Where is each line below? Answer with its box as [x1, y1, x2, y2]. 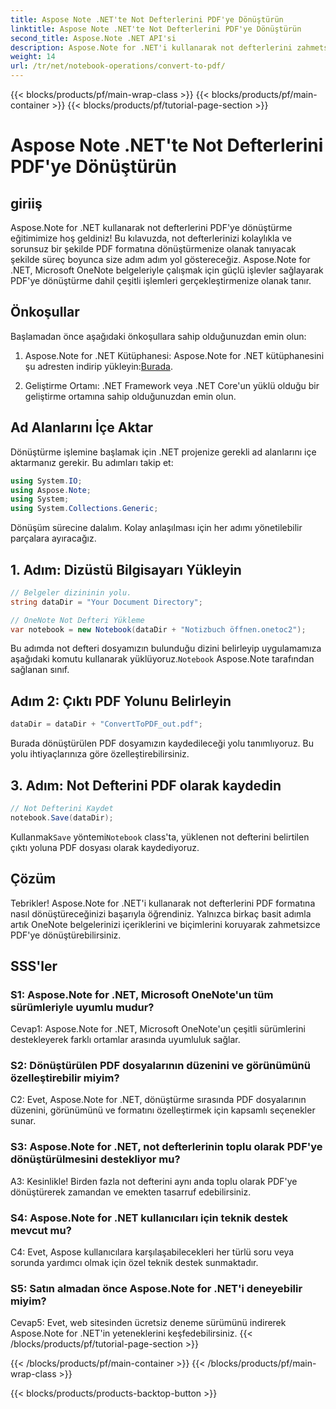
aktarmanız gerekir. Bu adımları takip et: [10, 456, 174, 468]
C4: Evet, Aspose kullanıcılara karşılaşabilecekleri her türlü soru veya [10, 1246, 295, 1258]
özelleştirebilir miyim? [10, 1071, 120, 1085]
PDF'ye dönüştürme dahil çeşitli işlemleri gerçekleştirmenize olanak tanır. [10, 275, 312, 286]
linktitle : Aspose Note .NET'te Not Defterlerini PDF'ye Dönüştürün [10, 24, 302, 34]
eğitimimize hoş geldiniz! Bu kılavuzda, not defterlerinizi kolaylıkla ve [10, 232, 293, 244]
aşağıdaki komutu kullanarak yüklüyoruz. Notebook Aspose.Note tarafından [10, 653, 315, 665]
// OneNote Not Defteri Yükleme [10, 615, 145, 625]
